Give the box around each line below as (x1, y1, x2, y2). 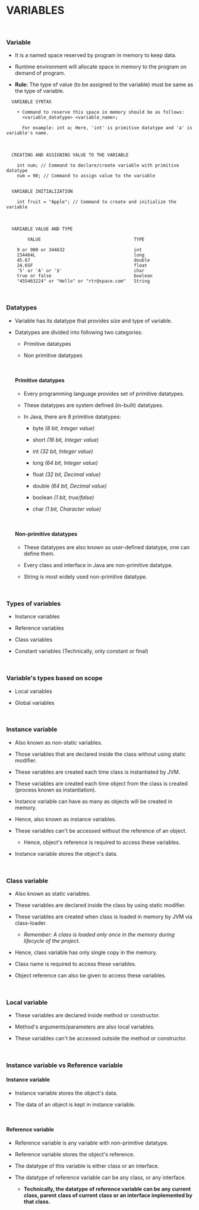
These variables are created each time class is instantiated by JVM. (14, 768, 181, 776)
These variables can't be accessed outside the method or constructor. (14, 1035, 187, 1042)
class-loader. (14, 920, 48, 927)
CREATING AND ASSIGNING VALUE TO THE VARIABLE (11, 152, 129, 158)
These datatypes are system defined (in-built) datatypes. (23, 401, 164, 408)
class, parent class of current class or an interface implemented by (23, 1192, 193, 1199)
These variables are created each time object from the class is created (14, 780, 188, 787)
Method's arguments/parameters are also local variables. (14, 1023, 155, 1030)
